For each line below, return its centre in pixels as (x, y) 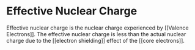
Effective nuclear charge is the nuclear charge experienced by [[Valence (97, 28)
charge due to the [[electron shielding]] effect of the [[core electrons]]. (96, 40)
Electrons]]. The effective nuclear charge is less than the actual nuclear (96, 34)
